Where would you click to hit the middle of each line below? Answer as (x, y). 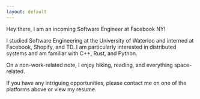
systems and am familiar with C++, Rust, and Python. (72, 53)
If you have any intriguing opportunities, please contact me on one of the (96, 83)
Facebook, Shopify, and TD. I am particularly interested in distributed (91, 47)
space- (183, 65)
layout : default (26, 12)
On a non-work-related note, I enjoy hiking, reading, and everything (89, 65)
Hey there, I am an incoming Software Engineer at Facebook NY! (86, 29)
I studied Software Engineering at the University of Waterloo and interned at (100, 40)
